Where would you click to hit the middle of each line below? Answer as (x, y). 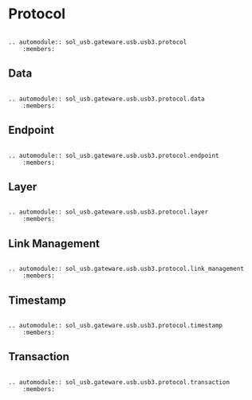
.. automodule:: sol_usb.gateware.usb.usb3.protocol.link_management (126, 269)
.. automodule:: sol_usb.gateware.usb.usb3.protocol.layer (108, 212)
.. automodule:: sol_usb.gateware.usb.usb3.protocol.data (106, 99)
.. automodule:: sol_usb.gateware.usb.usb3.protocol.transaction (119, 382)
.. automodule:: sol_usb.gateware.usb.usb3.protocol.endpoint (114, 155)
